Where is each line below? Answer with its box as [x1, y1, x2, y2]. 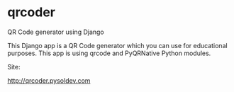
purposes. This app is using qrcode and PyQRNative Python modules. [7, 49, 211, 57]
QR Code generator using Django [7, 28, 104, 36]
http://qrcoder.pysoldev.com [7, 76, 91, 85]
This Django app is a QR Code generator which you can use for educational [7, 41, 228, 50]
